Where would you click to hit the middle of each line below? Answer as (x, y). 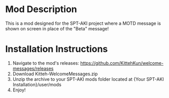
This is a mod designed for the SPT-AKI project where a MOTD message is (83, 23)
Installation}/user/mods (37, 84)
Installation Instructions (57, 49)
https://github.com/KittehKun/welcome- (122, 63)
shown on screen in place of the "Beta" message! (57, 28)
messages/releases (33, 68)
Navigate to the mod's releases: (46, 63)
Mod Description (41, 9)
